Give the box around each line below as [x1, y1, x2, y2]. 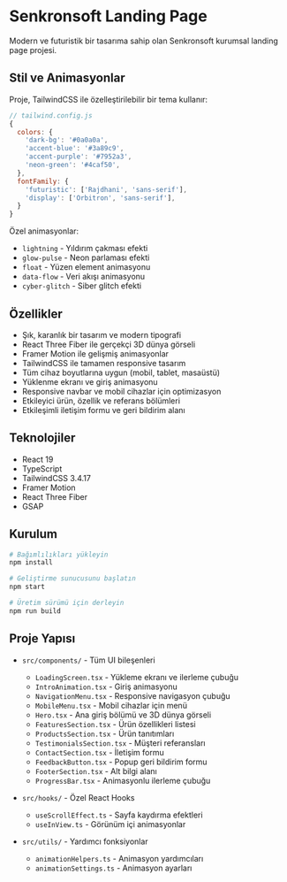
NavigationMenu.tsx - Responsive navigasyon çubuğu [34, 690, 231, 701]
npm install [9, 558, 53, 567]
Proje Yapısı [9, 631, 76, 647]
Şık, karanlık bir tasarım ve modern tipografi [21, 329, 182, 340]
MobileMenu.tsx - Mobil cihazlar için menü [34, 700, 188, 710]
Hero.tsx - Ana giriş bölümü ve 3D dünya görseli [34, 709, 212, 720]
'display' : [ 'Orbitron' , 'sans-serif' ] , [25, 193, 176, 203]
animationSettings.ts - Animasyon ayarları [34, 863, 193, 873]
